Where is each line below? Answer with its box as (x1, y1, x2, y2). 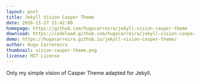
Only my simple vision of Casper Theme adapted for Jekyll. (6, 69, 152, 76)
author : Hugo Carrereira (6, 42, 68, 48)
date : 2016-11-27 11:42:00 (6, 20, 73, 26)
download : (6, 31, 31, 37)
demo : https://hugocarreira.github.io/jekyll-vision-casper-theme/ (6, 36, 177, 42)
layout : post (6, 8, 39, 15)
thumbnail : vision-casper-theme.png (6, 48, 97, 53)
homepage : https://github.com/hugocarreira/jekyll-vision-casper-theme (6, 25, 187, 31)
